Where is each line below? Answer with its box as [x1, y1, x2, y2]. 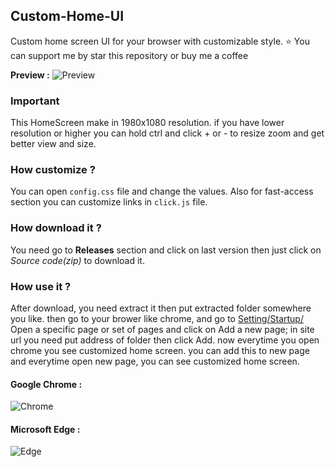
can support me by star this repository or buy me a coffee [10, 49, 249, 61]
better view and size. [10, 138, 97, 150]
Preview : [10, 69, 50, 81]
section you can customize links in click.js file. [10, 196, 208, 208]
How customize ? [10, 163, 96, 177]
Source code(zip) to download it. [10, 254, 145, 266]
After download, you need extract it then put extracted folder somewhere [10, 302, 312, 314]
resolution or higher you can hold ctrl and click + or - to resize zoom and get [10, 127, 325, 139]
